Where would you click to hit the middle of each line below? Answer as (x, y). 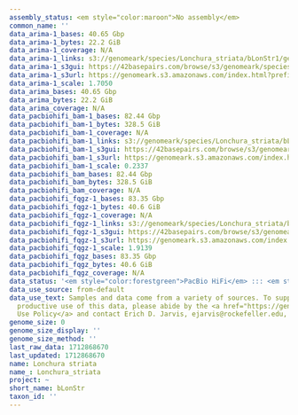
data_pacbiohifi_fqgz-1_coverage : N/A (81, 215)
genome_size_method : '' (53, 339)
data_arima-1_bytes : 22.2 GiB (65, 42)
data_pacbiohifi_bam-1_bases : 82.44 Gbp (85, 116)
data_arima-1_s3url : (47, 75)
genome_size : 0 (37, 323)
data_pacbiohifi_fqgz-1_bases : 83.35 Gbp (87, 199)
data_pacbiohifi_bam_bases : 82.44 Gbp (81, 174)
